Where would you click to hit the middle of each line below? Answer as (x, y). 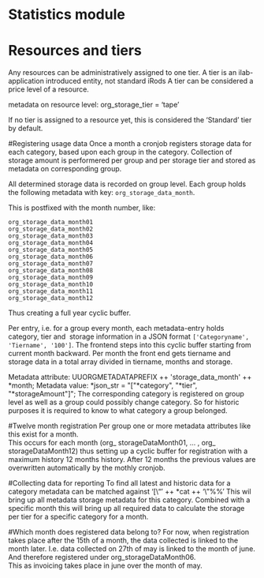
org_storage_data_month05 (50, 250)
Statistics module (67, 15)
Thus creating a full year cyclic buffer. (70, 313)
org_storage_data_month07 (50, 264)
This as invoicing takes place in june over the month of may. (105, 565)
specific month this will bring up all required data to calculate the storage (126, 509)
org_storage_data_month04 (50, 243)
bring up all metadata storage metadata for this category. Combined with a (129, 500)
